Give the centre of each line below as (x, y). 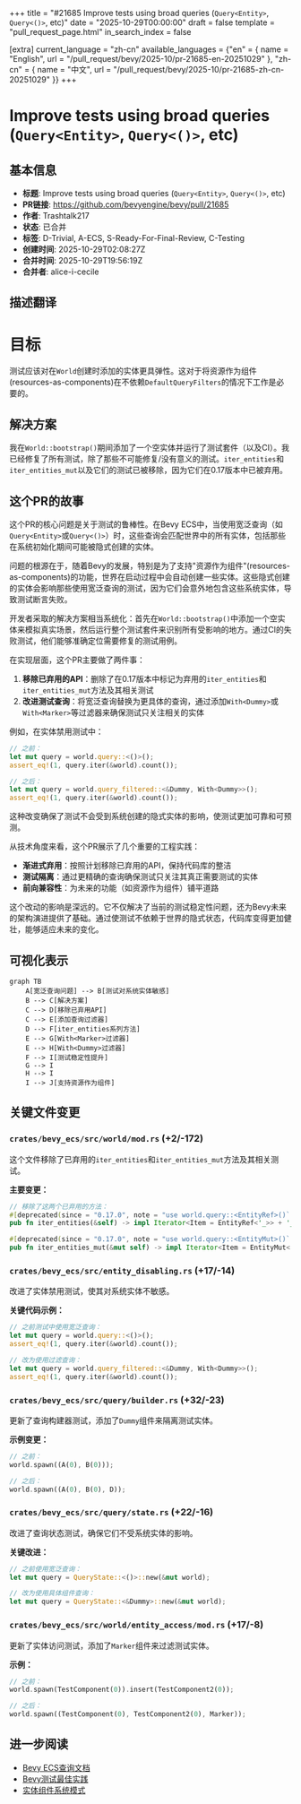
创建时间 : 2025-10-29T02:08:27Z (84, 249)
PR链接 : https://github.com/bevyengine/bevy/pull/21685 (125, 204)
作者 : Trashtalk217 (56, 216)
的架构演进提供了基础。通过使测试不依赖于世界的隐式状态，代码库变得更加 (146, 919)
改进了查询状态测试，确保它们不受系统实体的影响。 (103, 1532)
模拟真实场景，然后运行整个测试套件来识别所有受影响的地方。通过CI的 (154, 629)
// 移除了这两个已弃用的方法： (59, 1206)
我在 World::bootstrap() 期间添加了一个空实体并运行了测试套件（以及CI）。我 (149, 448)
